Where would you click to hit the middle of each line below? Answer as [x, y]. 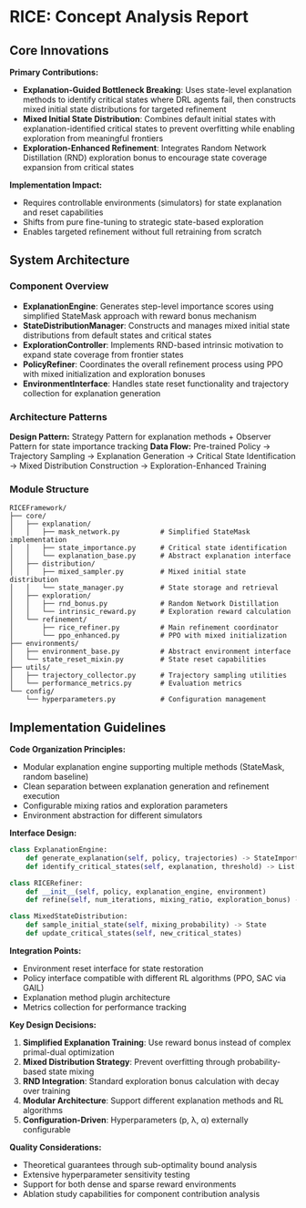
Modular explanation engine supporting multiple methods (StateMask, [153, 767]
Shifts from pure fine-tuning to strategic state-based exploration [143, 222]
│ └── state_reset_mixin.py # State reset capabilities [138, 660]
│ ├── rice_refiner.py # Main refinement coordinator [144, 628]
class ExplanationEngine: [58, 850]
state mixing [71, 1071]
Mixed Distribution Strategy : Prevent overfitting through [129, 1061]
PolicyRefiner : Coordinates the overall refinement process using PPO [153, 364]
